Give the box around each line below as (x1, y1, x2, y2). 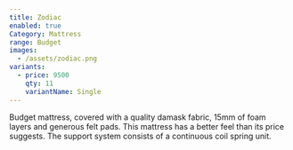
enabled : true (9, 21, 62, 30)
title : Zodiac (9, 12, 62, 22)
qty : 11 (25, 79, 53, 88)
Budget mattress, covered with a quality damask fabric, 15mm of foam (9, 112, 266, 122)
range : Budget (9, 37, 62, 47)
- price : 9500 (17, 71, 69, 80)
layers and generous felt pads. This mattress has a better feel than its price (9, 121, 285, 131)
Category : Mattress (9, 29, 82, 38)
